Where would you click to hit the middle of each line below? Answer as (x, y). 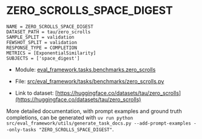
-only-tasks (21, 130)
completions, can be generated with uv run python (70, 117)
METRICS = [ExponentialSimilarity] (51, 53)
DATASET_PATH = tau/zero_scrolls (49, 32)
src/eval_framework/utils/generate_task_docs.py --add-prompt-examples (99, 123)
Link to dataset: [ (36, 93)
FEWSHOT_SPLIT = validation (42, 42)
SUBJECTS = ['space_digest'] (43, 58)
